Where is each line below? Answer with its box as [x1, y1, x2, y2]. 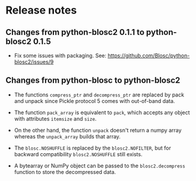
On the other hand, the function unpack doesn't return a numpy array [14, 127, 182, 134]
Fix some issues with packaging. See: [14, 52, 107, 59]
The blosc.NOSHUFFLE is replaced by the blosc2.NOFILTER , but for [14, 144, 172, 151]
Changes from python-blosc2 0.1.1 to [5, 27, 145, 37]
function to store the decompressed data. [14, 168, 116, 175]
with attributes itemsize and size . [14, 115, 97, 122]
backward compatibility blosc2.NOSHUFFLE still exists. [14, 150, 143, 157]
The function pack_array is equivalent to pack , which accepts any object [14, 109, 191, 116]
